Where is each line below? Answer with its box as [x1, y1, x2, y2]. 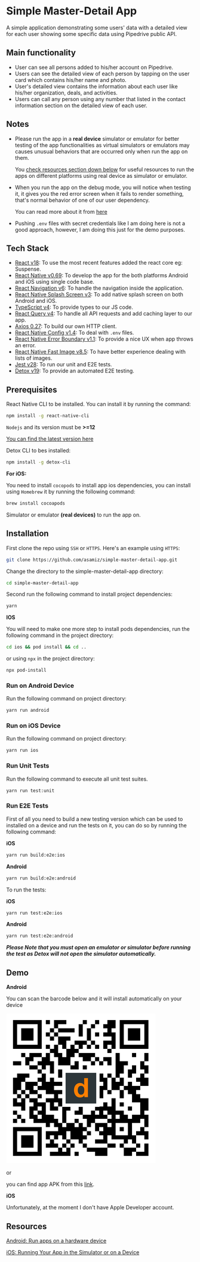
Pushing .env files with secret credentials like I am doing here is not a [14, 220, 186, 227]
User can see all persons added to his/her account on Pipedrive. [14, 63, 174, 71]
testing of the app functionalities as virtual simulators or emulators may [14, 141, 190, 148]
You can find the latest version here [6, 435, 94, 442]
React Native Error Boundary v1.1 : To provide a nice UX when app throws [14, 335, 194, 342]
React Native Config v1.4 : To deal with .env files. [14, 329, 134, 336]
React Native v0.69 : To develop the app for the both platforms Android [14, 272, 188, 279]
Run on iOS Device [6, 721, 61, 730]
